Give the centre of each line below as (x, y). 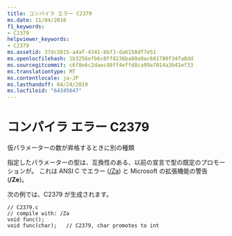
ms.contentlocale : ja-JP (43, 78)
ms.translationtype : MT (42, 71)
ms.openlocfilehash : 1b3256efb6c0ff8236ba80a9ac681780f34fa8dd (100, 59)
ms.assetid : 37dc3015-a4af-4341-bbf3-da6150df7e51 (82, 53)
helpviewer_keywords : (38, 39)
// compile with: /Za (38, 214)
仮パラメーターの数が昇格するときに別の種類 (71, 148)
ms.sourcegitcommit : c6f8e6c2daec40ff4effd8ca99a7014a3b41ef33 (100, 65)
